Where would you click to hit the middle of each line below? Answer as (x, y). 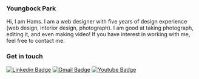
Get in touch (25, 57)
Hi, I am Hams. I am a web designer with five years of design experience (97, 22)
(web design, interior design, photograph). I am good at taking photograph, (100, 28)
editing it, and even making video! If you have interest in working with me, (98, 34)
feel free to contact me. (35, 41)
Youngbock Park (31, 8)
